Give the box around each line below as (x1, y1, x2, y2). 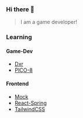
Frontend (6, 80, 29, 87)
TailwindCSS (14, 105, 46, 113)
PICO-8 (14, 67, 33, 74)
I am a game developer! (20, 19, 78, 26)
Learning (6, 33, 32, 41)
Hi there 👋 (6, 5, 35, 13)
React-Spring (14, 99, 47, 106)
